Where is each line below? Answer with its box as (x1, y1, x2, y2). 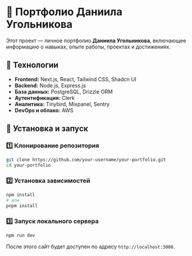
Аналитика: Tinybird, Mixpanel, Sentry (14, 101, 110, 108)
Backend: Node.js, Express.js (14, 82, 86, 89)
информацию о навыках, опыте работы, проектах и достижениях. (6, 43, 171, 50)
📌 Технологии (6, 60, 59, 70)
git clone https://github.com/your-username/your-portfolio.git (6, 157, 166, 163)
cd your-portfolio (6, 162, 51, 168)
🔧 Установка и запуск (6, 124, 88, 134)
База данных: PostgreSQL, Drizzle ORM (14, 88, 113, 95)
